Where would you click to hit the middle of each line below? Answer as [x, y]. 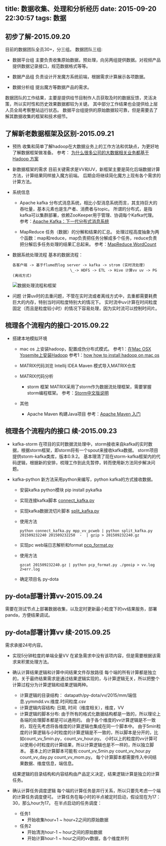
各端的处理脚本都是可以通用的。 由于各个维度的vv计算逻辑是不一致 [88, 720]
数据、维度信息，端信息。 [50, 763]
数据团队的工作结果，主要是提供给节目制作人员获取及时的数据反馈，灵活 [79, 98]
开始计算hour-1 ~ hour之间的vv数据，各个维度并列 [78, 839]
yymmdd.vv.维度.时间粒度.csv [56, 702]
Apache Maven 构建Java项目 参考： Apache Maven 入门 [84, 414]
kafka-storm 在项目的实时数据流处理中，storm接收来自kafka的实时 [80, 444]
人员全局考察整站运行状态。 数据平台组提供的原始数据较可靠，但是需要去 [79, 110]
